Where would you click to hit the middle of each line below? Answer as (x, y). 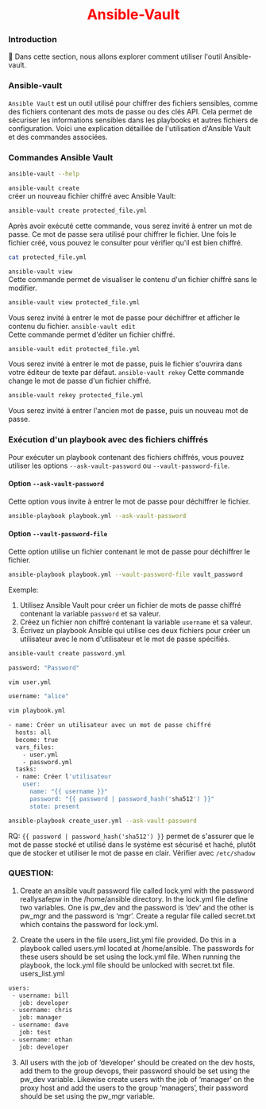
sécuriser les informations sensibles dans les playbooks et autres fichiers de (133, 120)
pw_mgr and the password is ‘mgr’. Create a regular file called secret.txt (137, 916)
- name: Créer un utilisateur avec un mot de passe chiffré (110, 725)
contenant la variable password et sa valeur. (90, 613)
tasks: (26, 769)
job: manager (40, 1018)
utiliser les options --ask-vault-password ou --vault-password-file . (119, 466)
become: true (37, 740)
